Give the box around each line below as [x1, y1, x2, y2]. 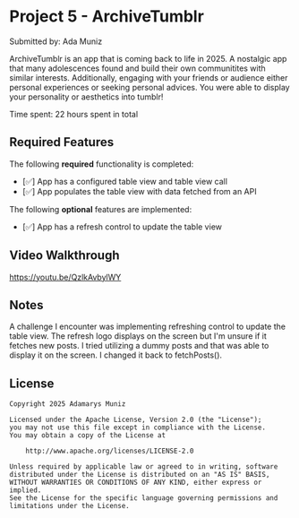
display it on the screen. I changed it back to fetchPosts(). [9, 350, 222, 360]
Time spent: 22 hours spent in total [9, 108, 139, 119]
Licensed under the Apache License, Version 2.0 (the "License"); [9, 415, 262, 425]
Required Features [9, 134, 115, 150]
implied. [9, 486, 42, 495]
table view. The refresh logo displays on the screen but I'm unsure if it [9, 331, 267, 341]
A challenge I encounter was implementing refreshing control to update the [9, 321, 286, 332]
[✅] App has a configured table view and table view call [21, 176, 228, 186]
